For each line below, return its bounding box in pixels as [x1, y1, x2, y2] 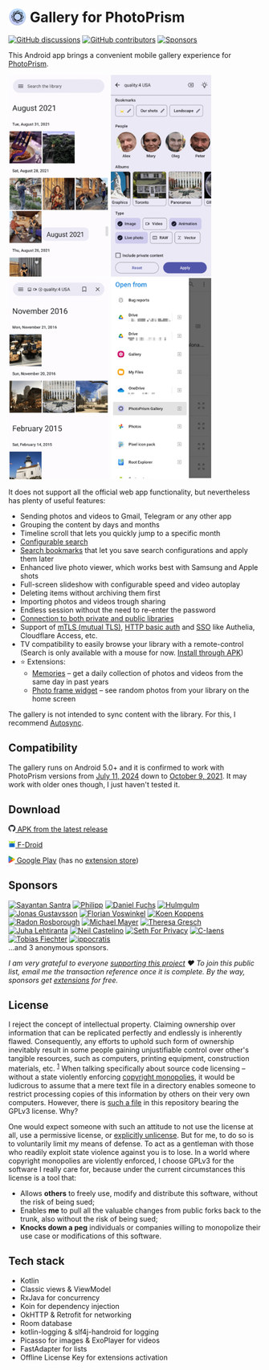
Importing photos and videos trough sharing [19, 597, 166, 607]
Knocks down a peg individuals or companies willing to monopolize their [19, 1222, 261, 1232]
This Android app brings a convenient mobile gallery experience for [8, 50, 231, 59]
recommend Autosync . [8, 718, 84, 728]
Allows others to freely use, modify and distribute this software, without [19, 1188, 259, 1198]
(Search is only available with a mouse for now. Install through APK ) [19, 648, 244, 657]
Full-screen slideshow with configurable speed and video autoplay [19, 579, 241, 589]
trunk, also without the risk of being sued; [19, 1213, 158, 1223]
